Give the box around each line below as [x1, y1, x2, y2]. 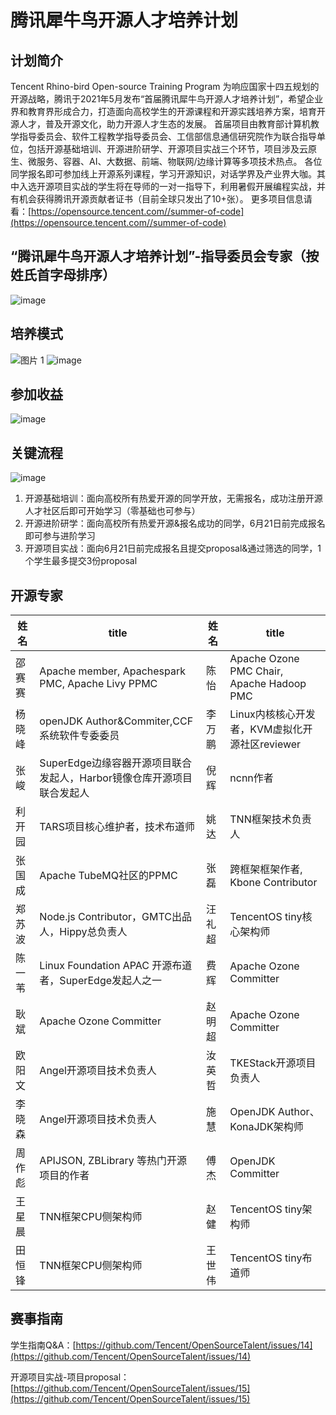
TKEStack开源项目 [229, 1056, 317, 1070]
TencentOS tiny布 [229, 1251, 313, 1265]
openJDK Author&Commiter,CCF [39, 714, 194, 728]
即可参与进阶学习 [24, 530, 96, 542]
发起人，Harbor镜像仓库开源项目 [39, 771, 193, 785]
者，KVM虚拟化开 [229, 722, 313, 736]
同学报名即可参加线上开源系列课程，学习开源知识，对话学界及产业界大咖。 [10, 168, 317, 180]
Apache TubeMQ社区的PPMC [39, 869, 178, 883]
